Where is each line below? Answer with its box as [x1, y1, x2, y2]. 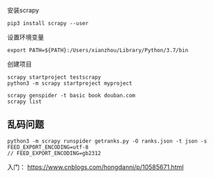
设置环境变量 [7, 33, 44, 41]
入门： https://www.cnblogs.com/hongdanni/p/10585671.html [7, 163, 184, 171]
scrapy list [7, 98, 42, 105]
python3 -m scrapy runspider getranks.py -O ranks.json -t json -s [7, 138, 208, 145]
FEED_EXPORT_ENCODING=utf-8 [7, 143, 89, 151]
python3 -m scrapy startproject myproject [7, 80, 132, 87]
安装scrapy [7, 6, 40, 14]
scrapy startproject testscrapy [7, 74, 101, 81]
